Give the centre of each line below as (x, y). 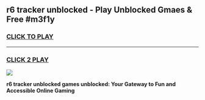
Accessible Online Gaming (41, 90)
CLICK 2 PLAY (27, 59)
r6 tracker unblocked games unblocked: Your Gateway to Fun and (91, 84)
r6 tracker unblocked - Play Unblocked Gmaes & (99, 10)
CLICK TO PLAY (30, 37)
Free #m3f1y (31, 20)
